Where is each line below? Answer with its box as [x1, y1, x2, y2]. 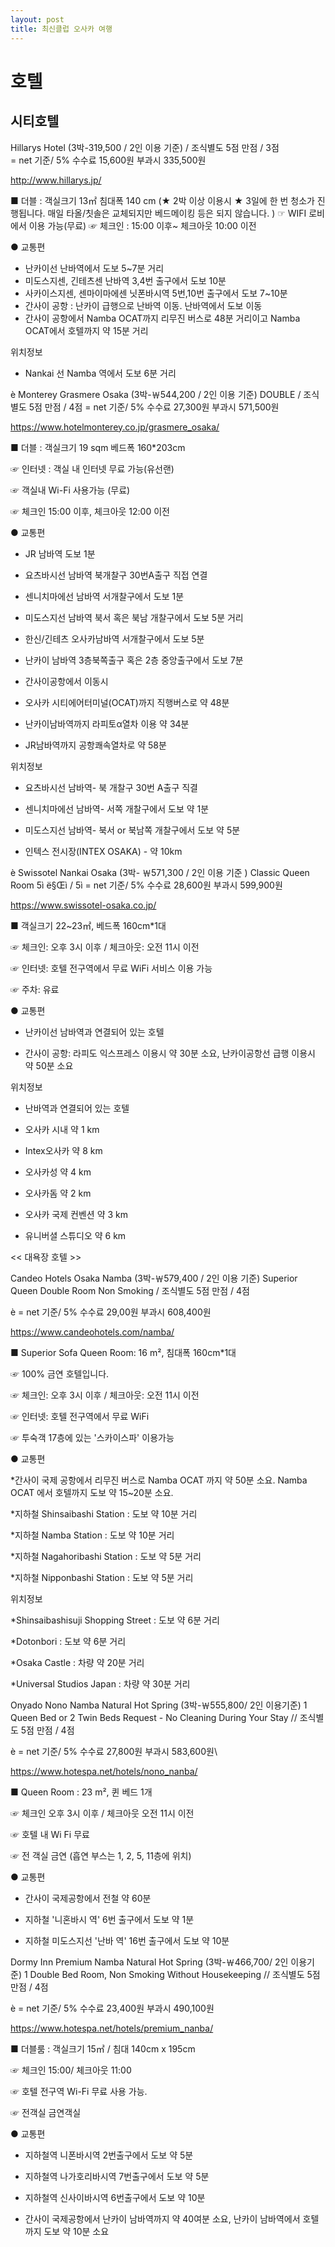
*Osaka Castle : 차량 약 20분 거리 [10, 1656, 145, 1668]
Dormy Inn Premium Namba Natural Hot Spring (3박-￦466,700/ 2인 [10, 1956, 289, 1968]
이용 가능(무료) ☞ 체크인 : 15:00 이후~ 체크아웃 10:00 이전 [28, 219, 257, 231]
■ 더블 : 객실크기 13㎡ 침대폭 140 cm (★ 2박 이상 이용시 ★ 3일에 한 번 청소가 [10, 194, 315, 206]
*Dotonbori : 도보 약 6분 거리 [10, 1635, 127, 1647]
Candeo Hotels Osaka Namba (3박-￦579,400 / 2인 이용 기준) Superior [10, 1272, 298, 1284]
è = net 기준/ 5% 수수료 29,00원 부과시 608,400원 [10, 1306, 212, 1318]
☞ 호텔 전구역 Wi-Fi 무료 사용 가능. [10, 2085, 148, 2097]
